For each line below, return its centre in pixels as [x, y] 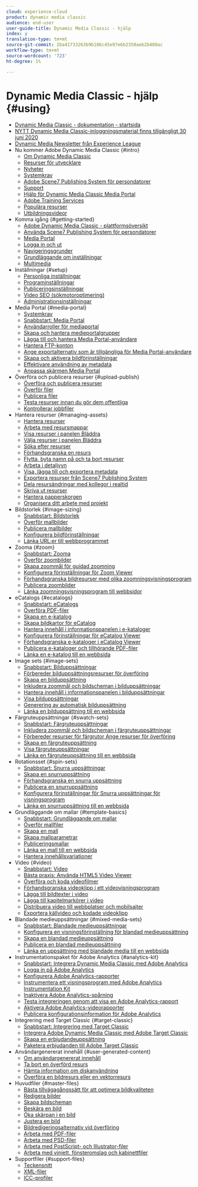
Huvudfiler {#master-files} [47, 1083]
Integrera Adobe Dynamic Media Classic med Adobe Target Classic [106, 1033]
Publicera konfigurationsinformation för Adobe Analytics [92, 1014]
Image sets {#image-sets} [47, 661]
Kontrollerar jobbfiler [49, 409]
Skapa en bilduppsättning [55, 680]
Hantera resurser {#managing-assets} [61, 415]
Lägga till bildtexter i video [56, 894]
